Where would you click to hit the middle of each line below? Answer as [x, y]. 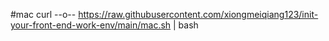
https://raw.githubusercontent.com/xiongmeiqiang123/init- [198, 14]
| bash [186, 25]
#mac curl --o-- [43, 14]
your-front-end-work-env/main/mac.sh [91, 25]
